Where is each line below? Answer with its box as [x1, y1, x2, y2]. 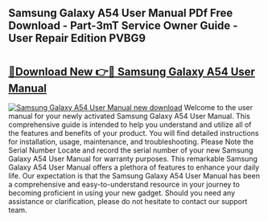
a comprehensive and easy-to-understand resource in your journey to [8, 180, 240, 189]
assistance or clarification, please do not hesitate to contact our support [8, 197, 248, 206]
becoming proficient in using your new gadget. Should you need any [8, 188, 236, 198]
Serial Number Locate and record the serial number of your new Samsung [8, 145, 254, 155]
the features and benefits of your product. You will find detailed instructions [8, 129, 259, 137]
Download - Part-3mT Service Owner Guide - [8, 19, 238, 33]
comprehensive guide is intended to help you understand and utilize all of [8, 120, 252, 129]
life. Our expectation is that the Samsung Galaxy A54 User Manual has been [8, 171, 260, 180]
